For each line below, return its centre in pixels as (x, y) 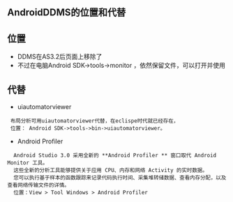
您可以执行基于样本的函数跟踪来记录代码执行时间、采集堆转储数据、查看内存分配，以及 (120, 178)
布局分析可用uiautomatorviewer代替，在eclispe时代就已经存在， (95, 121)
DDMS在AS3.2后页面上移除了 (60, 57)
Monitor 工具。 (28, 163)
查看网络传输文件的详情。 (38, 185)
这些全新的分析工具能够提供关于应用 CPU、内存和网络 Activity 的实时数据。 (111, 171)
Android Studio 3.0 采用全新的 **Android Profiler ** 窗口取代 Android (115, 156)
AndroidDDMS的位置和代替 (67, 13)
